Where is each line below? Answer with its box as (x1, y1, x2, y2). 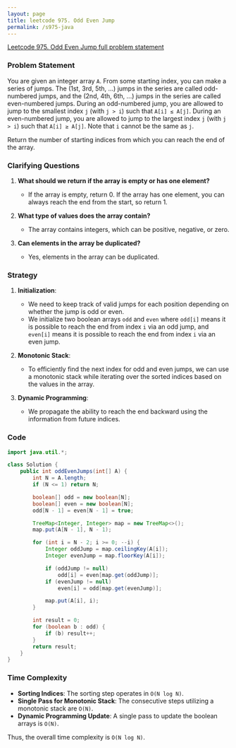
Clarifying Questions (7, 160, 80, 170)
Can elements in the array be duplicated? (17, 238, 141, 247)
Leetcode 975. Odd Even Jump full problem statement (7, 43, 164, 52)
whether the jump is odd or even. (27, 308, 125, 316)
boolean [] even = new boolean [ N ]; (32, 500, 134, 508)
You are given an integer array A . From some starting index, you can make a (7, 76, 227, 85)
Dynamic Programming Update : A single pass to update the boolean (17, 711, 218, 720)
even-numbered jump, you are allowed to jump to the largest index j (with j (7, 114, 227, 122)
